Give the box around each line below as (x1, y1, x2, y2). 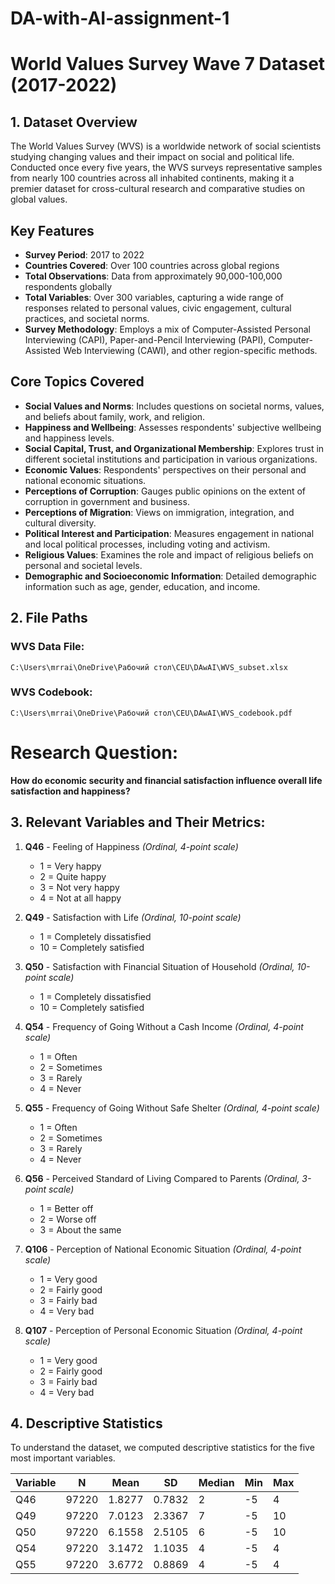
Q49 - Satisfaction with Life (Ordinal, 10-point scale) (24, 911, 242, 923)
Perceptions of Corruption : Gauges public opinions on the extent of (24, 485, 307, 497)
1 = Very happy (39, 860, 102, 872)
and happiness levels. (24, 432, 115, 444)
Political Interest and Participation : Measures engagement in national (24, 527, 315, 539)
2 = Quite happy (39, 870, 107, 882)
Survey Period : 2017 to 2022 (24, 249, 145, 261)
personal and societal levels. (24, 559, 143, 571)
